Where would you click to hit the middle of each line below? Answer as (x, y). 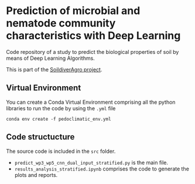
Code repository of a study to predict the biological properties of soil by (93, 52)
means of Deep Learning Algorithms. (50, 58)
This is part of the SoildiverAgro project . (54, 69)
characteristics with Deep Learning (93, 36)
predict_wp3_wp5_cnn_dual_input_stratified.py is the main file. (91, 162)
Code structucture (40, 137)
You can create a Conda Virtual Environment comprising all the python (91, 102)
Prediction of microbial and (73, 11)
